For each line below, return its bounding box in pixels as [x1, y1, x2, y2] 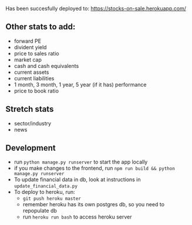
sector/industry [14, 120, 51, 127]
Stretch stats [5, 104, 54, 114]
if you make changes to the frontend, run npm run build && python [14, 165, 176, 172]
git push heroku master [22, 196, 82, 202]
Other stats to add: [5, 22, 76, 32]
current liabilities [14, 74, 55, 81]
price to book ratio [14, 87, 59, 94]
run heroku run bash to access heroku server [22, 213, 133, 220]
